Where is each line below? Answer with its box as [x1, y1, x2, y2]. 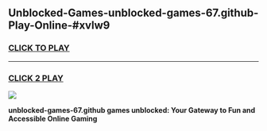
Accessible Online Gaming [8, 114, 98, 123]
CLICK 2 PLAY [8, 72, 64, 83]
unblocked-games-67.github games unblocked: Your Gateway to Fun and [8, 105, 256, 114]
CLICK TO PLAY [8, 43, 70, 54]
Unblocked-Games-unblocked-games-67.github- [8, 6, 259, 20]
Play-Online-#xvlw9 [8, 19, 110, 33]
